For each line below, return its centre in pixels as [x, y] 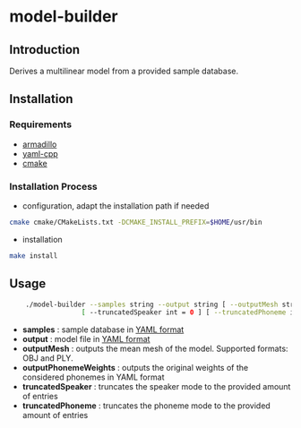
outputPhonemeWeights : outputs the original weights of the [135, 368]
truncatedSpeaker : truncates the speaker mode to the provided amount [156, 387]
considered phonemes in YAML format [93, 377]
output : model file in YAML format [86, 339]
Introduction [45, 50]
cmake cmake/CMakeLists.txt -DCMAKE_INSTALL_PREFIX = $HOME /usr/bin [136, 222]
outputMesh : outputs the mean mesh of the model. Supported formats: [155, 349]
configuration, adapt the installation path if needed [116, 205]
